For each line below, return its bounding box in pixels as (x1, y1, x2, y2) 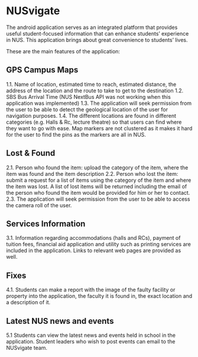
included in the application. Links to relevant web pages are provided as (6, 247, 181, 254)
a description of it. (6, 299, 51, 306)
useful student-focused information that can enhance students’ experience (6, 30, 189, 37)
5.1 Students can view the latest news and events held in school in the (6, 332, 176, 339)
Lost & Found (6, 148, 56, 158)
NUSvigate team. (6, 345, 48, 351)
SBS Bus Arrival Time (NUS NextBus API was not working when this (6, 93, 171, 100)
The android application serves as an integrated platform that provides (6, 24, 178, 31)
